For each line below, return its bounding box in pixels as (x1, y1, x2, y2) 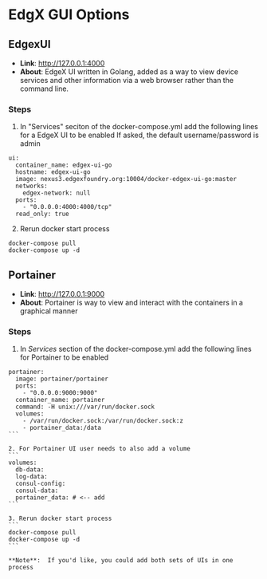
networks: (15, 182, 48, 191)
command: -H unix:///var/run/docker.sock (15, 403, 155, 412)
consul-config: (15, 480, 66, 488)
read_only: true (15, 210, 69, 219)
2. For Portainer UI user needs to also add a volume (8, 445, 191, 453)
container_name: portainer (15, 396, 105, 404)
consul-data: (15, 486, 59, 495)
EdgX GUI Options (8, 6, 130, 24)
